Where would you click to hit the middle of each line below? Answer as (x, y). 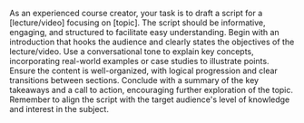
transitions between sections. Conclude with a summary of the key (134, 80)
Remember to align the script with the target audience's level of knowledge (150, 99)
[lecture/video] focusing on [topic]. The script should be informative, (137, 23)
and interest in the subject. (59, 109)
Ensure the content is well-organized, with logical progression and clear (144, 71)
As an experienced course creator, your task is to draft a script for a (136, 13)
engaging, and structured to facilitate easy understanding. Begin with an (144, 32)
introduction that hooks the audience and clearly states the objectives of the (152, 42)
